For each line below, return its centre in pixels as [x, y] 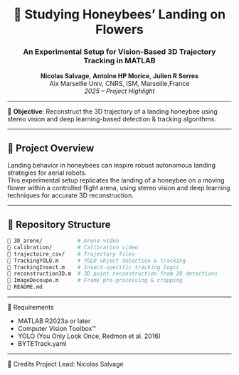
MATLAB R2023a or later [54, 321]
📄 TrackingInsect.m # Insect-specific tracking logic [94, 267]
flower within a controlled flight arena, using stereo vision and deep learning [119, 188]
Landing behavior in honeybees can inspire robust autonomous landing [111, 165]
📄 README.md [25, 287]
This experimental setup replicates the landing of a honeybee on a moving [116, 180]
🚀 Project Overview [51, 148]
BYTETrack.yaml [42, 344]
